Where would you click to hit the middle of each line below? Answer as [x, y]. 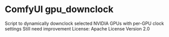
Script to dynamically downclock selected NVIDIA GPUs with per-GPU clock [84, 23]
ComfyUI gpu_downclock [59, 9]
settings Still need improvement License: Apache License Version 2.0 [77, 28]
